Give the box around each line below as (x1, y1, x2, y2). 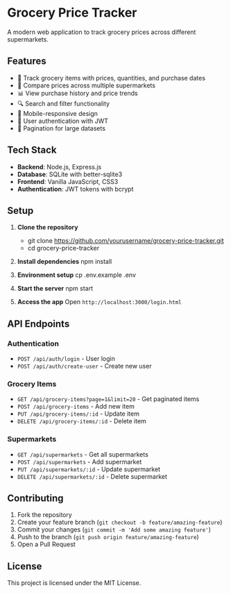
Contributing (7, 493, 64, 504)
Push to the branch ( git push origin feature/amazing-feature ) (17, 533, 199, 541)
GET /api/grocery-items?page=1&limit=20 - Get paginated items (17, 395, 200, 403)
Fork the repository (17, 511, 73, 519)
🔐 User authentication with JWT (17, 117, 109, 125)
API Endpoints (7, 318, 70, 330)
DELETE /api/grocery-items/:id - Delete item (17, 417, 147, 425)
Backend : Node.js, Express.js (17, 162, 102, 171)
